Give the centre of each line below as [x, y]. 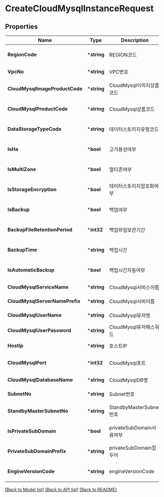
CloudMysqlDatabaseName [40, 380]
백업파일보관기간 [127, 230]
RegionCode [22, 54]
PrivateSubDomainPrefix [37, 451]
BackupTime [22, 250]
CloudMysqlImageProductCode [45, 89]
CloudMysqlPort [27, 363]
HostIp [15, 346]
